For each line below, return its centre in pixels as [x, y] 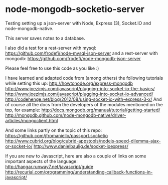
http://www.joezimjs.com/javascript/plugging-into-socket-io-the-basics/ [80, 88]
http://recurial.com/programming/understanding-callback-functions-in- [79, 172]
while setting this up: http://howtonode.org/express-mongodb [69, 83]
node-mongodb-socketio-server [75, 9]
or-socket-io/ [19, 146]
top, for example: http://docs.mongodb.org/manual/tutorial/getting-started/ [83, 110]
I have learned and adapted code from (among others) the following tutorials [84, 78]
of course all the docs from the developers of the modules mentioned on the [84, 104]
